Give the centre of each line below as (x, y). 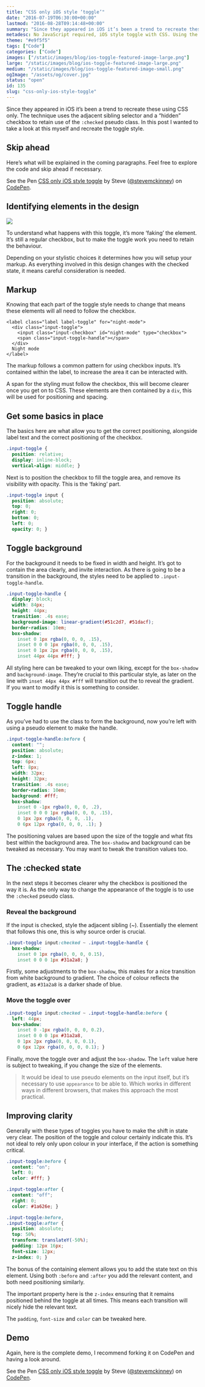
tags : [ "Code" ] (26, 46)
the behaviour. (24, 246)
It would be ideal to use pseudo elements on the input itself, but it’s (105, 1077)
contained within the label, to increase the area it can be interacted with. (97, 372)
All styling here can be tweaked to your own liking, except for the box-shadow (102, 668)
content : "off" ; (32, 1195)
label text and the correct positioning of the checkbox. (74, 437)
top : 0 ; (22, 506)
